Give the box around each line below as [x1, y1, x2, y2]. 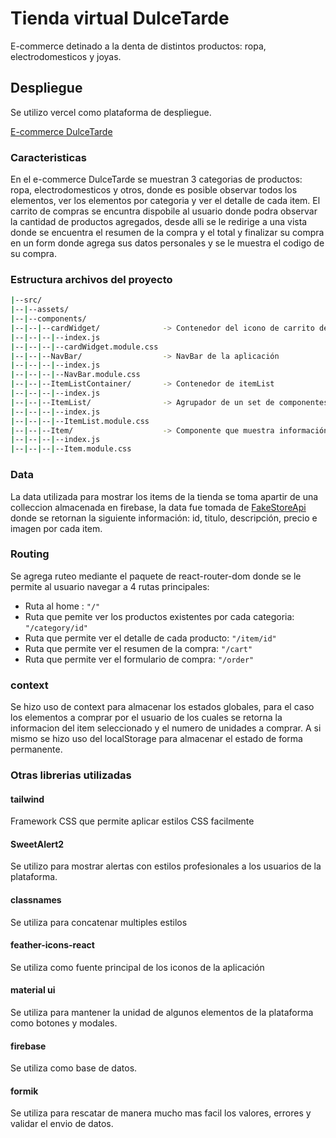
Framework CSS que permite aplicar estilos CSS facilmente [10, 815, 255, 827]
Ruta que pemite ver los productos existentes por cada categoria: [24, 610, 295, 622]
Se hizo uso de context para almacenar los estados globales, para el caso [10, 701, 315, 713]
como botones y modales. [10, 1017, 118, 1029]
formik [10, 1085, 39, 1097]
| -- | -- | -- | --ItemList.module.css [10, 416, 150, 426]
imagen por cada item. [10, 522, 103, 534]
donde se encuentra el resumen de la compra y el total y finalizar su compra [10, 227, 325, 239]
